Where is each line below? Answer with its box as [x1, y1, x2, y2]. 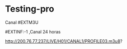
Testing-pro [5, 3, 55, 15]
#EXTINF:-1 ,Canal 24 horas [5, 29, 61, 34]
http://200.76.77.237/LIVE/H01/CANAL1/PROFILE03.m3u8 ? [5, 38, 123, 44]
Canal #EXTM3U [5, 19, 39, 25]
